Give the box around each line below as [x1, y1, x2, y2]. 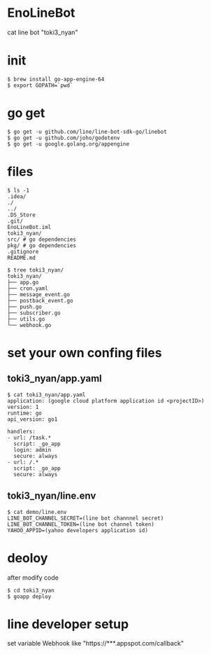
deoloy [7, 550, 48, 566]
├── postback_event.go [7, 297, 73, 304]
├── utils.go [7, 315, 45, 323]
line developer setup [7, 616, 129, 632]
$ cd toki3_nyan [7, 587, 54, 594]
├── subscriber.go [7, 309, 61, 316]
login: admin [13, 446, 52, 453]
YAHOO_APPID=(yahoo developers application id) [7, 527, 149, 534]
